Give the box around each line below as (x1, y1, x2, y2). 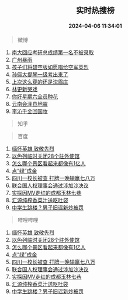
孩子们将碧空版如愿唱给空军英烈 (11, 64, 89, 71)
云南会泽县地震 (11, 100, 48, 107)
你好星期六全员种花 (11, 93, 58, 100)
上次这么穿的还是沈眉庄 (11, 78, 68, 85)
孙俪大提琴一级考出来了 (11, 71, 68, 78)
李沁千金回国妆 (11, 108, 48, 115)
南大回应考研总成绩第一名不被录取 (11, 49, 94, 56)
